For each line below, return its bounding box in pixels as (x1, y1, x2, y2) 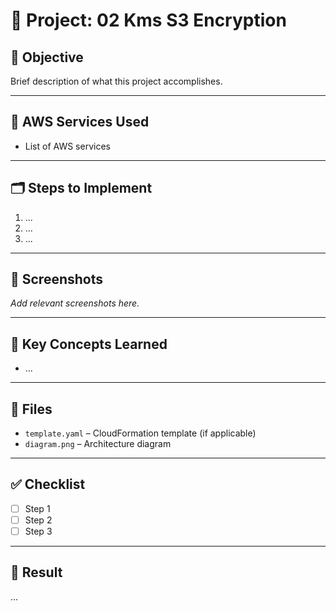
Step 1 (24, 502, 51, 514)
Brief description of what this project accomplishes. (10, 75, 223, 87)
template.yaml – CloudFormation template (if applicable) (24, 427, 257, 439)
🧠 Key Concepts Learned (10, 335, 168, 353)
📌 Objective (10, 49, 84, 66)
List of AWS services (24, 140, 111, 152)
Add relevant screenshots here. (10, 297, 140, 309)
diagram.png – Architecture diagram (24, 438, 172, 450)
